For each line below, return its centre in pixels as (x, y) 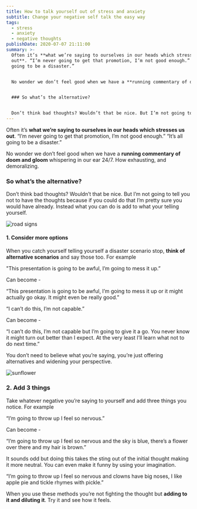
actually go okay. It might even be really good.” (63, 297)
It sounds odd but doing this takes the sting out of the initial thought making (97, 459)
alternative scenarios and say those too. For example (71, 257)
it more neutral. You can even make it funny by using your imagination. (91, 464)
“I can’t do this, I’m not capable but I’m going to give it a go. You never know (98, 331)
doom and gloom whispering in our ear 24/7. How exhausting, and (86, 160)
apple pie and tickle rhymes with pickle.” (55, 482)
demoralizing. (23, 166)
